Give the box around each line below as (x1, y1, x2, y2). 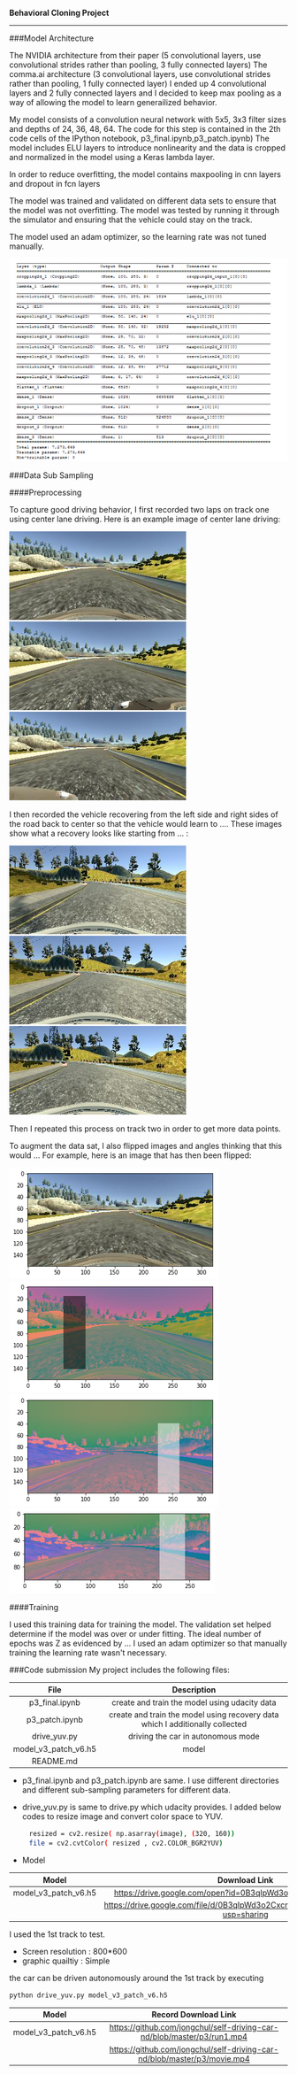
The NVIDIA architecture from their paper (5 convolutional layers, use (9, 50, 262, 60)
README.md (31, 1755, 78, 1766)
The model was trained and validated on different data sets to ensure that (9, 196, 277, 206)
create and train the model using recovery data (109, 1709, 279, 1720)
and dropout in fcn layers (9, 179, 101, 189)
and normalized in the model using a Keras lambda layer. (9, 152, 215, 162)
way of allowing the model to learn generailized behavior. (9, 97, 217, 107)
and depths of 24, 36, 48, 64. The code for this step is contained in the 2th (9, 124, 281, 134)
